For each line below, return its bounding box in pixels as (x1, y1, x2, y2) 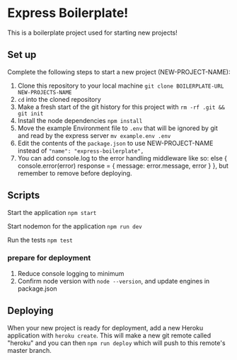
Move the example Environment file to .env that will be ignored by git (17, 124, 218, 132)
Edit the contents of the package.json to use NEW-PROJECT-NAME (17, 139, 214, 147)
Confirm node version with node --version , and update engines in (17, 277, 210, 285)
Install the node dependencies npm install (17, 116, 143, 124)
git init (17, 110, 44, 117)
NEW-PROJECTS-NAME (17, 88, 72, 96)
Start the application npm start (7, 208, 97, 216)
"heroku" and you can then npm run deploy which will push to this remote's (7, 338, 226, 347)
